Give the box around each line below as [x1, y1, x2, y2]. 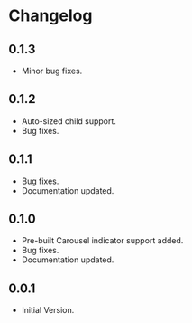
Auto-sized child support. [21, 115, 116, 127]
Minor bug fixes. [21, 65, 83, 76]
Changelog [8, 5, 93, 26]
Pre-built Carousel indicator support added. [21, 235, 184, 246]
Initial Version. [21, 305, 75, 316]
